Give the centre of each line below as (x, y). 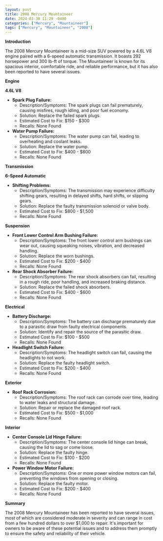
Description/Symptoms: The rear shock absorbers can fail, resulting (88, 277)
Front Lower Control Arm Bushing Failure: (55, 235)
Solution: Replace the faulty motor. (54, 483)
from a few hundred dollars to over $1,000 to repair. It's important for (74, 523)
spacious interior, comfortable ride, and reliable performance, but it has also (81, 67)
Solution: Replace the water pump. (54, 147)
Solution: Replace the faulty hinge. (54, 453)
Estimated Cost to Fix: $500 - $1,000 (56, 413)
